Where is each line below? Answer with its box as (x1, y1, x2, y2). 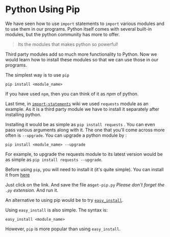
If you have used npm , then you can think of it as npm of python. (5, 90, 139, 97)
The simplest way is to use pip (5, 72, 70, 78)
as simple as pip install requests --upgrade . (5, 156, 103, 162)
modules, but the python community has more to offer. (5, 31, 120, 37)
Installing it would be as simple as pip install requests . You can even (5, 121, 156, 127)
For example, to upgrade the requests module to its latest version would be (5, 151, 163, 157)
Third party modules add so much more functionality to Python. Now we (5, 51, 157, 57)
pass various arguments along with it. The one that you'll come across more (5, 127, 165, 133)
